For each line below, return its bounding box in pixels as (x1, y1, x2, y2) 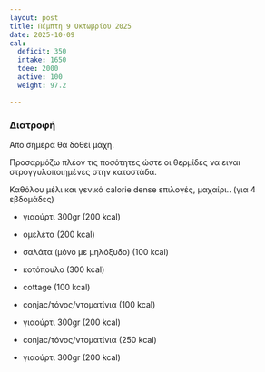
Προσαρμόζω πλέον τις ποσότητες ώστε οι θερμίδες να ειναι (9, 156, 240, 168)
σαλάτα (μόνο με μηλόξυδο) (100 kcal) (22, 246, 170, 257)
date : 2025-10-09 (9, 30, 75, 39)
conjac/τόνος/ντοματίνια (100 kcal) (22, 299, 156, 309)
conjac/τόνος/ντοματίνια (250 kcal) (22, 334, 157, 345)
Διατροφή (9, 119, 56, 132)
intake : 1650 (17, 55, 67, 64)
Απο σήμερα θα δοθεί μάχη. (9, 139, 115, 150)
